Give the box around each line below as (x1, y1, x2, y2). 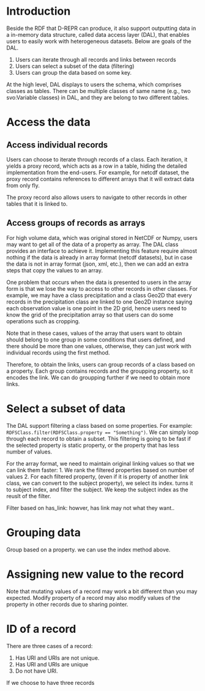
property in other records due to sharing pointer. (6, 600, 129, 608)
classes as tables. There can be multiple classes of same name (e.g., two (6, 87, 191, 94)
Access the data (6, 115, 91, 129)
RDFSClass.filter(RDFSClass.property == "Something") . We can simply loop (6, 428, 199, 436)
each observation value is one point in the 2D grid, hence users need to (6, 304, 187, 312)
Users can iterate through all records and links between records (15, 56, 176, 63)
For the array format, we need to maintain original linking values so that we (6, 460, 195, 467)
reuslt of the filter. (6, 492, 51, 499)
